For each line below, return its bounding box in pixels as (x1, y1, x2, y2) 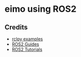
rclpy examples (11, 36, 43, 42)
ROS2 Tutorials (11, 47, 42, 52)
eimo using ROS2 (4, 3, 77, 15)
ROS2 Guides (11, 41, 40, 47)
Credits (4, 23, 28, 31)
